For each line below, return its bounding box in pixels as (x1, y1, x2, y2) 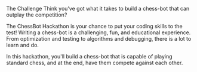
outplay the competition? (6, 11, 67, 18)
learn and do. (6, 41, 39, 48)
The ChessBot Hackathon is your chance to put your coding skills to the (6, 23, 183, 30)
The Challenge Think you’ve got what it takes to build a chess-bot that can (6, 5, 190, 12)
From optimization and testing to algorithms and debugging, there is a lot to (6, 35, 192, 42)
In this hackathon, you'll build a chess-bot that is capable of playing (6, 53, 173, 60)
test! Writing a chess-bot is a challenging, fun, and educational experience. (6, 29, 191, 36)
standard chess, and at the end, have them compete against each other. (6, 59, 183, 66)
